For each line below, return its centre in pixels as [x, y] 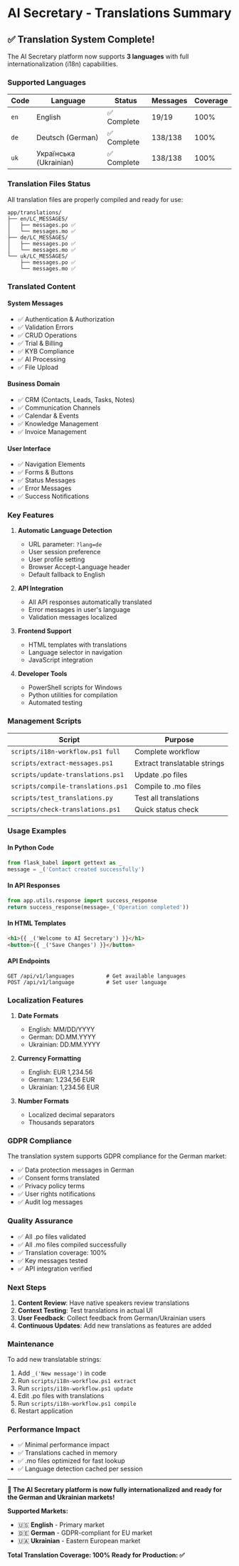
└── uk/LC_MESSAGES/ [38, 256]
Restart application [45, 1411]
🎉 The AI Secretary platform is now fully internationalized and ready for [115, 1490]
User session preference [64, 552]
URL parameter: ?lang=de [65, 544]
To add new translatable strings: [54, 1360]
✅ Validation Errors [46, 327]
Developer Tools [42, 674]
